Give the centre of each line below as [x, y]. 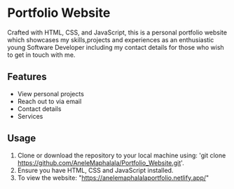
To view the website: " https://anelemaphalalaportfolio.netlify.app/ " [113, 178]
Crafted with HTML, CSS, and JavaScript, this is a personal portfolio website [117, 32]
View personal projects [50, 93]
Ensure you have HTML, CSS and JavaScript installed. [95, 170]
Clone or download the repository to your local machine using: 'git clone [122, 155]
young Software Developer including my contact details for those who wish [116, 47]
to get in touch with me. [41, 55]
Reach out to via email [49, 101]
